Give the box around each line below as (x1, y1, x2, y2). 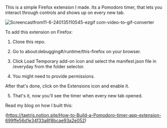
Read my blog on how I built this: (5, 102, 73, 108)
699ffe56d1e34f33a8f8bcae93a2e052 (5, 117, 85, 123)
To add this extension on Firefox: (5, 29, 73, 35)
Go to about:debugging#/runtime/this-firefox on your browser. (12, 49, 141, 54)
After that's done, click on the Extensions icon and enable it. (5, 83, 129, 89)
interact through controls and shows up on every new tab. (5, 10, 125, 16)
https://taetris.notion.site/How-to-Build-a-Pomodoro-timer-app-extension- (7, 112, 161, 118)
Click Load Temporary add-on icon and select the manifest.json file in (12, 58, 157, 64)
